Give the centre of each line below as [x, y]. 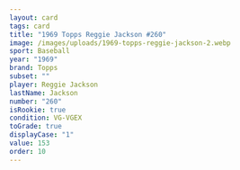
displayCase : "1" [42, 135]
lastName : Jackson [44, 93]
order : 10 [28, 151]
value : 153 [30, 143]
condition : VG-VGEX [46, 118]
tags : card [30, 26]
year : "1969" [34, 59]
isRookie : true [38, 110]
